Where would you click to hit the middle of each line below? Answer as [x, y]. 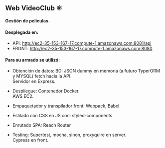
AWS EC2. [23, 96]
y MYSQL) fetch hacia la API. [42, 76]
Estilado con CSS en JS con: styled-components [62, 116]
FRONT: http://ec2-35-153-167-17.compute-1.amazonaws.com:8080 [82, 49]
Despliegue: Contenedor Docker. [46, 91]
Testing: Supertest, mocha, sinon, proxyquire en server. [69, 135]
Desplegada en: [22, 32]
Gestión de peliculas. [27, 21]
